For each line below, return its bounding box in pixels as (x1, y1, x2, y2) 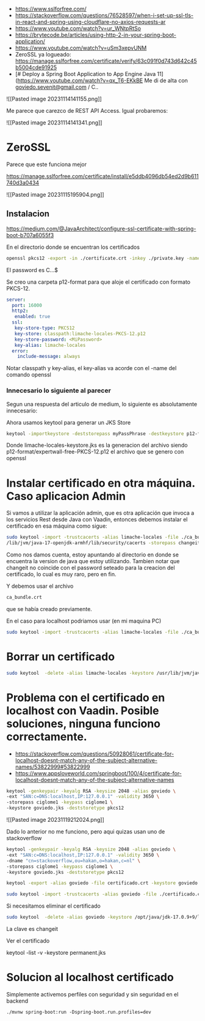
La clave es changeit (6, 925, 59, 933)
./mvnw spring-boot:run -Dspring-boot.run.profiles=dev (6, 1009, 151, 1015)
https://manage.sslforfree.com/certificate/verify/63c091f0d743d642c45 (15, 58, 197, 64)
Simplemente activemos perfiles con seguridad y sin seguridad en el (6, 991, 179, 998)
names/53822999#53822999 (15, 763, 90, 770)
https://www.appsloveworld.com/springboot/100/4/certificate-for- (15, 769, 182, 777)
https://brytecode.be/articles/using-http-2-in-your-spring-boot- (15, 31, 177, 39)
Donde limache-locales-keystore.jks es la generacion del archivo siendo (6, 441, 188, 449)
